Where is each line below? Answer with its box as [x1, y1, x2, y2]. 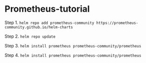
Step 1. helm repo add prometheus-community [4, 20, 94, 25]
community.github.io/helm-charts [4, 24, 73, 30]
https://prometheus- [96, 21, 139, 25]
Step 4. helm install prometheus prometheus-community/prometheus [4, 52, 142, 58]
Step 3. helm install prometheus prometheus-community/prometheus [4, 42, 142, 48]
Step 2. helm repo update [4, 33, 56, 39]
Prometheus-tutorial [4, 3, 90, 15]
